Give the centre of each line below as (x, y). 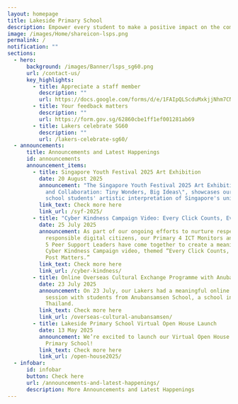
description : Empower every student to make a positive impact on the (114, 27)
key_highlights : (50, 80)
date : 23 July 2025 (68, 284)
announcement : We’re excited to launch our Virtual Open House (134, 337)
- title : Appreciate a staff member (87, 86)
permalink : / (27, 40)
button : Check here (55, 376)
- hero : (25, 60)
